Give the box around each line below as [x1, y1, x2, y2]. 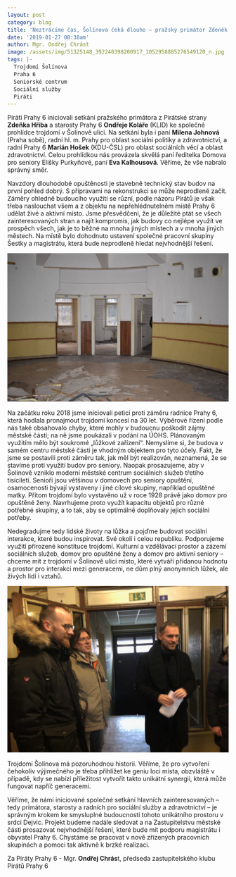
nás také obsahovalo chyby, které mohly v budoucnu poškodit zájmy [7, 423, 206, 433]
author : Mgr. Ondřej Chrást [7, 41, 90, 49]
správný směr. [7, 166, 48, 174]
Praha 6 [13, 70, 37, 77]
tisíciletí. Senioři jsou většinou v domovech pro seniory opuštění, [7, 476, 194, 485]
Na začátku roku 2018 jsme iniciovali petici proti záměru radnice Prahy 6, [7, 409, 218, 417]
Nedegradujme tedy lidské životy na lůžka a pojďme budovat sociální [7, 527, 207, 535]
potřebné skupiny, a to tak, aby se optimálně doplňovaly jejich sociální [7, 506, 210, 514]
